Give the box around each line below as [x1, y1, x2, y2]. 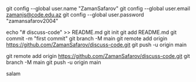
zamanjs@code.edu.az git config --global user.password [6, 11, 144, 18]
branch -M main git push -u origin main [6, 59, 101, 66]
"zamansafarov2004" [6, 18, 59, 24]
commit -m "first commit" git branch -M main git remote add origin [6, 35, 168, 42]
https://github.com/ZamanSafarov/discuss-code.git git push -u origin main [6, 41, 187, 48]
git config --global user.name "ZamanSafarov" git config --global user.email [6, 5, 190, 12]
